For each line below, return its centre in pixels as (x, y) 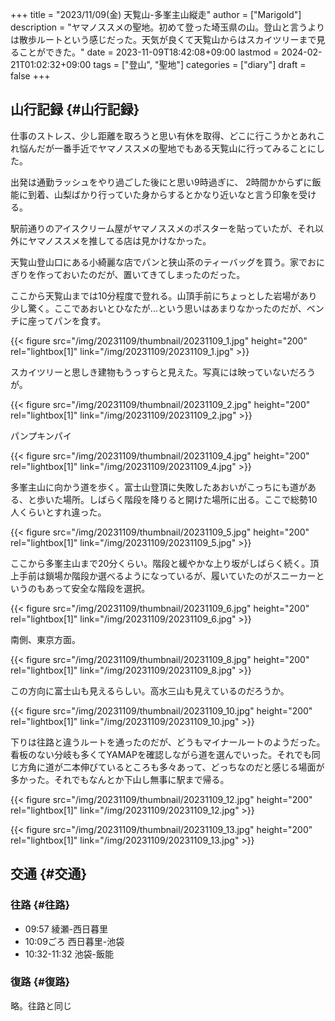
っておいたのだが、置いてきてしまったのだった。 (145, 274)
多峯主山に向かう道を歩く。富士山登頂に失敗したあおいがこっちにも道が (159, 487)
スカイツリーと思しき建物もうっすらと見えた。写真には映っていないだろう (163, 372)
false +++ (30, 76)
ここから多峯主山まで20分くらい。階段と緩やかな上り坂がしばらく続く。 (160, 563)
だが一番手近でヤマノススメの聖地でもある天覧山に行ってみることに (176, 148)
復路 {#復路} (40, 982)
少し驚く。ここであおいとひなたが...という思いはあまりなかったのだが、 (158, 308)
